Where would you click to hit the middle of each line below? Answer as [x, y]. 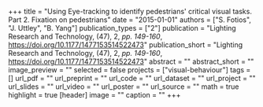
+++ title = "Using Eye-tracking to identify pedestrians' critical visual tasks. [130, 11]
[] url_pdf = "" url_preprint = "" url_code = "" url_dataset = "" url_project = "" [132, 78]
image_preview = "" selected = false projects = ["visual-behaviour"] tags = [130, 70]
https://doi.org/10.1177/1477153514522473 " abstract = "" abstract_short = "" [131, 61]
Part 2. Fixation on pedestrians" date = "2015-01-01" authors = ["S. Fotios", [130, 20]
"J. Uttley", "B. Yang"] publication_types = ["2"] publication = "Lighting [122, 28]
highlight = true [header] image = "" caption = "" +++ [94, 95]
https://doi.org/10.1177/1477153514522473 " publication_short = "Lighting [126, 45]
